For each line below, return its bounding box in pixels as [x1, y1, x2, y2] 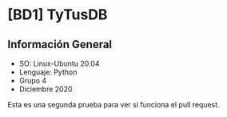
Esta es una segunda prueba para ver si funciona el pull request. [7, 100, 221, 109]
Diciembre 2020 [18, 84, 73, 94]
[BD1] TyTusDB [7, 6, 108, 24]
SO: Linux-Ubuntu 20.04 [18, 58, 100, 68]
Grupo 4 [18, 76, 47, 85]
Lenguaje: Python [18, 67, 78, 77]
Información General [7, 38, 113, 51]
